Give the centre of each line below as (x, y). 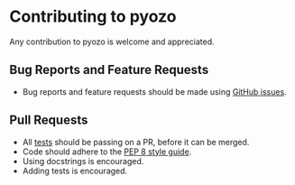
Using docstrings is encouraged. (83, 161)
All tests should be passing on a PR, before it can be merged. (136, 142)
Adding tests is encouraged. (75, 171)
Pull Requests (49, 120)
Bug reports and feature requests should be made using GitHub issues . (154, 91)
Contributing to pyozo (93, 17)
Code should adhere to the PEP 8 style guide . (107, 152)
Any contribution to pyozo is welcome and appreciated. (112, 42)
